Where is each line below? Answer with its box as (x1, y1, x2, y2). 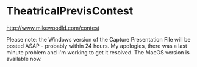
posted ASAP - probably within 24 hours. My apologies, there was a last (6, 42, 188, 49)
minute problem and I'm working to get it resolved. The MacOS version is (6, 48, 190, 56)
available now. (6, 55, 42, 62)
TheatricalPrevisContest (6, 4, 134, 18)
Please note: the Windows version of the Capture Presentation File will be (6, 36, 191, 43)
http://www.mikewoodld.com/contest (6, 24, 99, 31)
